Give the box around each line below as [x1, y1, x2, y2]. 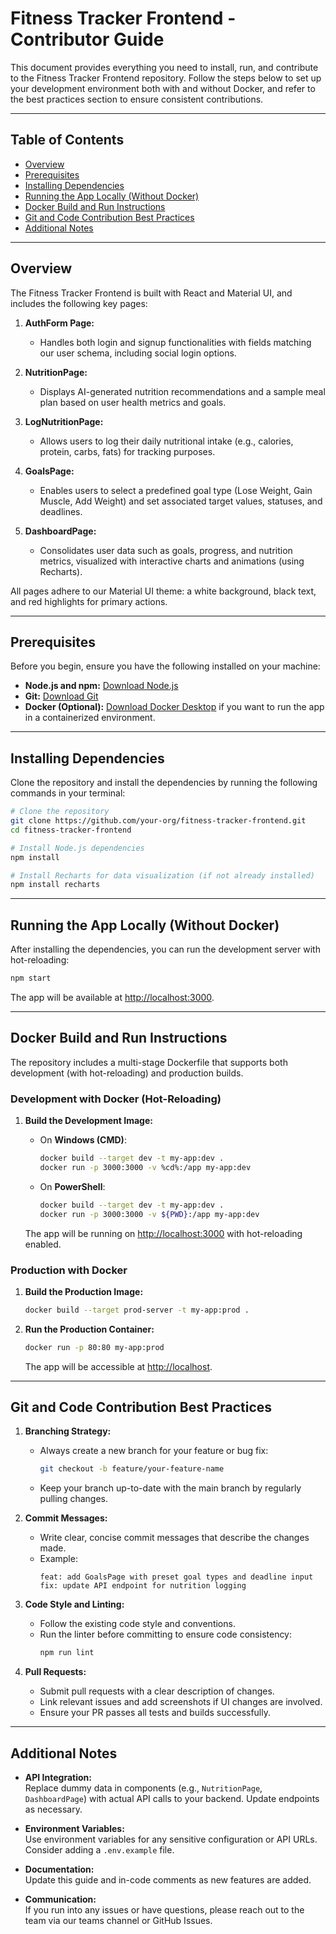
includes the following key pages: [10, 297, 148, 309]
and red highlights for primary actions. [10, 595, 168, 607]
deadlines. [39, 505, 83, 517]
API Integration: [24, 1772, 92, 1784]
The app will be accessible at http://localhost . [24, 1360, 213, 1372]
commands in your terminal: [10, 787, 126, 799]
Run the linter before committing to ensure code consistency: [39, 1628, 293, 1641]
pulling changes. [39, 1493, 108, 1505]
